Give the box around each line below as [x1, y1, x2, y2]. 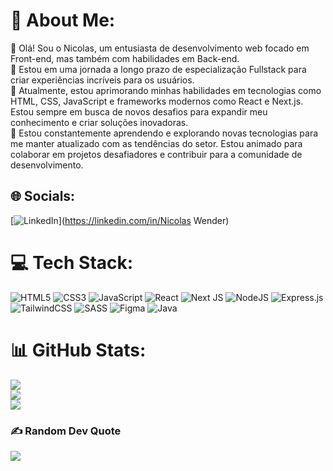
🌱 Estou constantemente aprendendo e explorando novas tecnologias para [10, 127, 319, 139]
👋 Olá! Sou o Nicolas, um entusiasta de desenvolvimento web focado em [10, 42, 310, 54]
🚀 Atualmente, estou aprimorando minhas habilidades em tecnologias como [10, 84, 322, 96]
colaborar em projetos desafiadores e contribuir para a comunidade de [10, 148, 303, 160]
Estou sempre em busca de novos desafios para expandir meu [10, 105, 268, 118]
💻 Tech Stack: [10, 251, 134, 274]
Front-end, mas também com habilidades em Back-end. [10, 52, 240, 64]
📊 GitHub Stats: [10, 339, 147, 361]
